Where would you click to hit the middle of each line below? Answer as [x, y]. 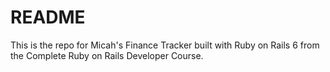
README [48, 17]
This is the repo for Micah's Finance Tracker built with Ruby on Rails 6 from [165, 45]
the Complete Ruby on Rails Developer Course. [107, 55]
